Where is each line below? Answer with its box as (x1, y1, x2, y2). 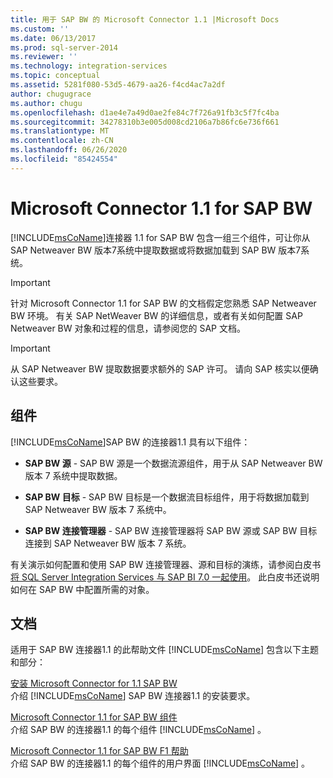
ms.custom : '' (10, 24, 70, 34)
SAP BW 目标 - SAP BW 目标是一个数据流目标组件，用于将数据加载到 (24, 491, 310, 503)
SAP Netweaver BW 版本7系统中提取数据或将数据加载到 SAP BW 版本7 (10, 244, 302, 256)
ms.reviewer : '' (10, 52, 78, 62)
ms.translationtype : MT (10, 126, 110, 136)
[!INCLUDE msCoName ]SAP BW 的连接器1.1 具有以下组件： (10, 436, 251, 448)
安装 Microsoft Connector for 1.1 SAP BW (10, 677, 178, 690)
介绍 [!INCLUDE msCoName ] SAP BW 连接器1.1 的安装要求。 (10, 690, 256, 702)
